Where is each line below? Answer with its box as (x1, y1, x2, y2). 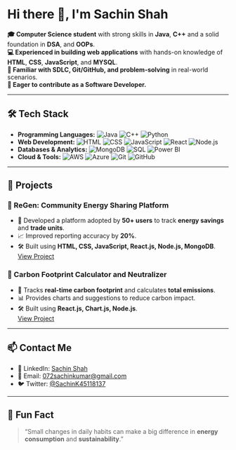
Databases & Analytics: (17, 145, 88, 154)
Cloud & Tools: (17, 152, 61, 161)
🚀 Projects (7, 179, 53, 191)
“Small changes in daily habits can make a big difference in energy (24, 428, 218, 436)
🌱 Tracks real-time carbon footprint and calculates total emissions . (17, 285, 216, 294)
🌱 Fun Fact (7, 409, 54, 421)
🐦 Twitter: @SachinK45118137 (17, 379, 106, 388)
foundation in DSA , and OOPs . (7, 40, 96, 48)
